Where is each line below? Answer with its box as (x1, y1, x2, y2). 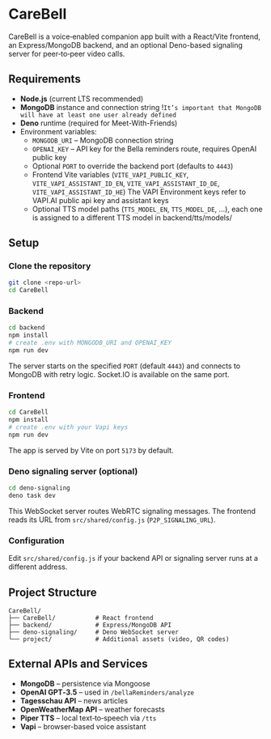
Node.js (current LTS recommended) (19, 94, 144, 104)
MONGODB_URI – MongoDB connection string (32, 135, 174, 145)
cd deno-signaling (8, 484, 70, 492)
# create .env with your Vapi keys (8, 423, 129, 431)
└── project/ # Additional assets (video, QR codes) (8, 635, 230, 643)
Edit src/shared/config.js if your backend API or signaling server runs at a (8, 554, 259, 563)
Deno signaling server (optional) (8, 465, 138, 477)
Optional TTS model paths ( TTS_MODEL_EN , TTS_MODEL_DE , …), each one (32, 204, 263, 214)
